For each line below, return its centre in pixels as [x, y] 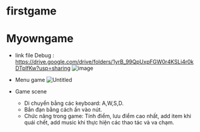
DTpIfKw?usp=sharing [43, 68]
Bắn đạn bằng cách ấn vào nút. [63, 110]
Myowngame [40, 39]
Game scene [31, 92]
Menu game [30, 80]
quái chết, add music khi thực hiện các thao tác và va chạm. [99, 122]
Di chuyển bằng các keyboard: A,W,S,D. [74, 103]
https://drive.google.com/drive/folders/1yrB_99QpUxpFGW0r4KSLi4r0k [104, 62]
